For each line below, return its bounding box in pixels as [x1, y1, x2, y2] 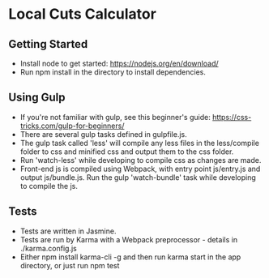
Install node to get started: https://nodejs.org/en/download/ [19, 58, 219, 68]
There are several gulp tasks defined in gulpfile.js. [19, 129, 188, 139]
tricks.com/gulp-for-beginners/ [19, 121, 125, 130]
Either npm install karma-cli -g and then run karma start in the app [19, 252, 241, 262]
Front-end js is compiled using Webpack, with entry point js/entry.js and [19, 164, 261, 173]
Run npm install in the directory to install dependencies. [19, 67, 207, 77]
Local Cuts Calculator [8, 5, 156, 24]
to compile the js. [19, 181, 79, 190]
